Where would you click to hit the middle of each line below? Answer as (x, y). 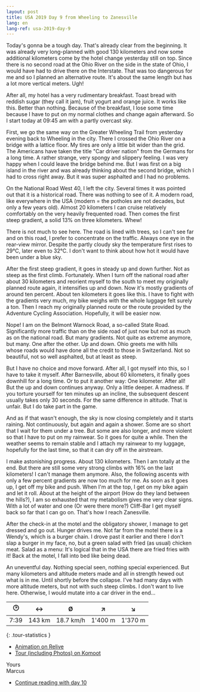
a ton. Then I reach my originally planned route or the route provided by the (99, 307)
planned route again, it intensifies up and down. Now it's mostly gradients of (100, 288)
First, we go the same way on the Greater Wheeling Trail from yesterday (95, 132)
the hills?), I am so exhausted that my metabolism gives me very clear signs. (100, 500)
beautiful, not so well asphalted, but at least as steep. (72, 357)
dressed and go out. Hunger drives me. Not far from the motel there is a (95, 530)
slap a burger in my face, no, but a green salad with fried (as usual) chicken (99, 543)
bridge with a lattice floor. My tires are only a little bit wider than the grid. (96, 145)
